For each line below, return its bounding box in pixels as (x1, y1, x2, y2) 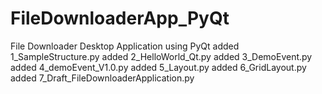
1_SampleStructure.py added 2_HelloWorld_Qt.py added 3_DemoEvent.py (10, 50, 313, 62)
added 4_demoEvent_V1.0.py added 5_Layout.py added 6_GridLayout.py (10, 61, 307, 73)
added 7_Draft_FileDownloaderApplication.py (10, 72, 195, 84)
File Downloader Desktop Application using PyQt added (10, 40, 240, 52)
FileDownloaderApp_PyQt (10, 7, 230, 30)
